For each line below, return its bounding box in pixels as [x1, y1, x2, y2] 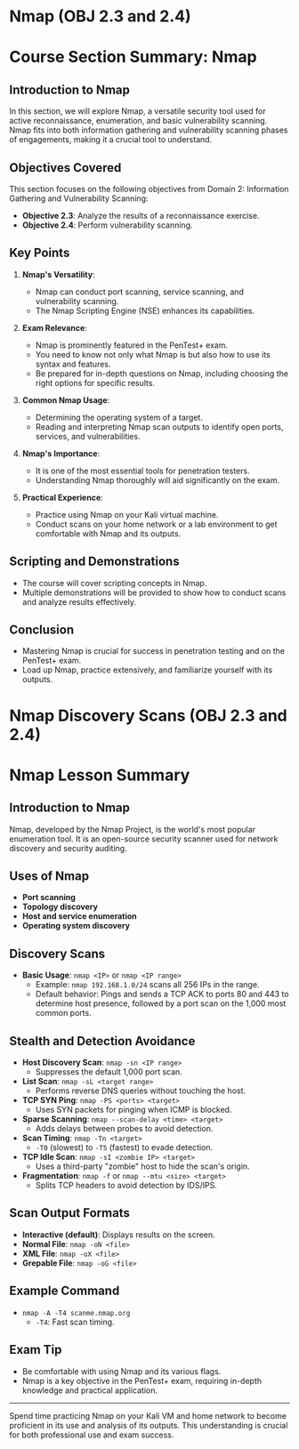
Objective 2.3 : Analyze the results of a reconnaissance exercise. [21, 211, 260, 221]
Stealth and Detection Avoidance [9, 1034, 196, 1049]
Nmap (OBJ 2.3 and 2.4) [9, 6, 191, 27]
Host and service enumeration [21, 911, 138, 922]
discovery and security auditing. [9, 842, 127, 853]
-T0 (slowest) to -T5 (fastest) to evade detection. [35, 1142, 214, 1153]
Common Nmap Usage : [21, 394, 110, 406]
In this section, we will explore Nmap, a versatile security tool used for [9, 106, 266, 117]
